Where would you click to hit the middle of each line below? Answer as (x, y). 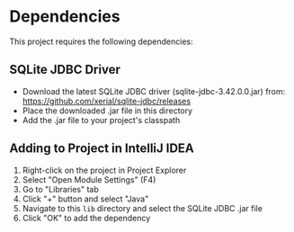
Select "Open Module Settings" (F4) (89, 179)
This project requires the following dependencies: (101, 41)
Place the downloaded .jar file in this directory (107, 111)
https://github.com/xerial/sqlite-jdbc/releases (107, 101)
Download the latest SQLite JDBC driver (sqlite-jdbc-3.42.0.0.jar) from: (154, 91)
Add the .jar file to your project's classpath (101, 120)
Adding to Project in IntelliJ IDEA (102, 149)
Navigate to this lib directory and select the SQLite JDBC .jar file (143, 208)
